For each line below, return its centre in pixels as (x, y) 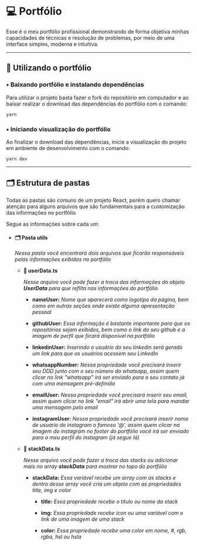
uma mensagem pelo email (65, 407)
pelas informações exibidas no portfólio (63, 259)
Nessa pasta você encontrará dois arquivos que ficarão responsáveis (99, 253)
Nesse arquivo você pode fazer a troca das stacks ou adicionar (101, 460)
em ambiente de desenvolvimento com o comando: (68, 148)
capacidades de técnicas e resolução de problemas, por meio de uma (90, 38)
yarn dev (17, 159)
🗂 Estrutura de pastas (48, 183)
